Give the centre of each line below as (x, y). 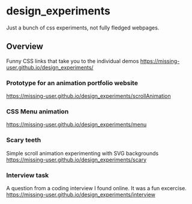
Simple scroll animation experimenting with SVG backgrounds (82, 153)
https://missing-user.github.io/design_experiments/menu (76, 125)
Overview (25, 46)
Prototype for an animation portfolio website (72, 83)
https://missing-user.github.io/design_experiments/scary (76, 160)
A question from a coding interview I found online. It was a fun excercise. (97, 188)
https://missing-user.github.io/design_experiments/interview (81, 194)
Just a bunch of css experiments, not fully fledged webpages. (83, 28)
